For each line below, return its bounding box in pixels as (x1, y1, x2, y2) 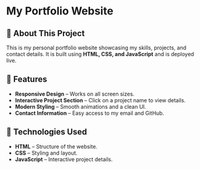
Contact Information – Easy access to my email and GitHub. (14, 109, 164, 117)
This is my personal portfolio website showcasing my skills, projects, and (6, 44, 187, 51)
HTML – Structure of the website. (14, 143, 98, 150)
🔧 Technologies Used (6, 127, 87, 137)
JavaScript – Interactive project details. (14, 155, 113, 163)
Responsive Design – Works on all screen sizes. (14, 90, 135, 97)
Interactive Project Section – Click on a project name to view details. (14, 96, 186, 103)
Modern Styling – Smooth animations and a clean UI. (14, 103, 147, 110)
